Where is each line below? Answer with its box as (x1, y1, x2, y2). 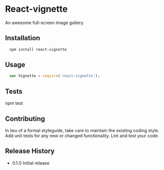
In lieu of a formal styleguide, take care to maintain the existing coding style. (5, 127, 160, 133)
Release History (5, 147, 55, 155)
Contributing (5, 114, 45, 123)
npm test (5, 100, 23, 106)
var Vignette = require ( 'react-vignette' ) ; (9, 74, 100, 79)
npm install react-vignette (9, 47, 67, 52)
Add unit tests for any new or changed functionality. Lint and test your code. (5, 133, 159, 139)
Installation (5, 34, 40, 42)
